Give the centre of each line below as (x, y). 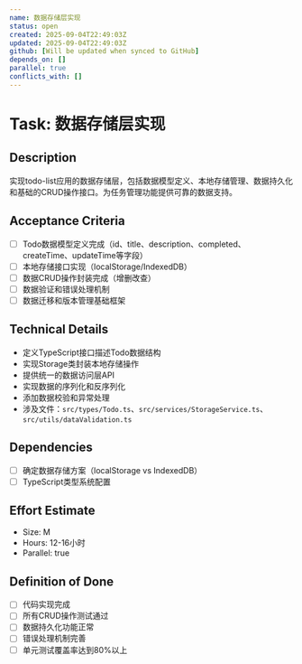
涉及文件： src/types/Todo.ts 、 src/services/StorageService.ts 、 (145, 408)
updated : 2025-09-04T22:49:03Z (68, 43)
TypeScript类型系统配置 (66, 482)
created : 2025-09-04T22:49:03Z (68, 34)
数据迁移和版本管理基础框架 (74, 300)
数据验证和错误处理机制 (66, 289)
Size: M (37, 532)
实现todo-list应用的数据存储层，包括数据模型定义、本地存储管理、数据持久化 (151, 181)
